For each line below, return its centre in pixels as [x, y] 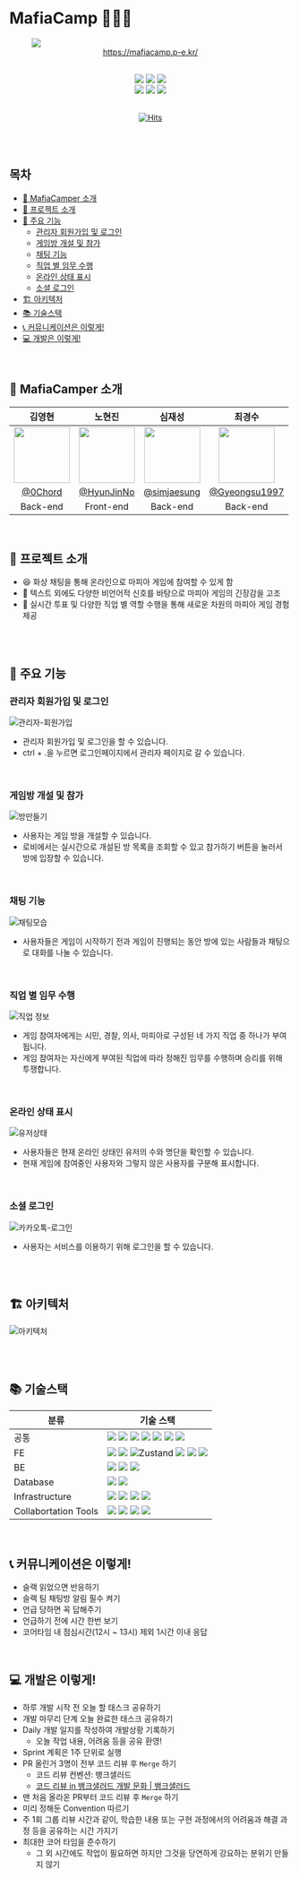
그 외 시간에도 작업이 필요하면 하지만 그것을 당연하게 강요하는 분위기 [154, 1853]
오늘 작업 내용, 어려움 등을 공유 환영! [99, 1741]
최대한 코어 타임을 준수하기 [69, 1841]
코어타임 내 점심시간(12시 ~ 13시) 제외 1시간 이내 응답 [115, 1632]
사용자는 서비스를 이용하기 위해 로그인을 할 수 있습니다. [118, 1246]
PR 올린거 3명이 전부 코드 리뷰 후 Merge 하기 [99, 1763]
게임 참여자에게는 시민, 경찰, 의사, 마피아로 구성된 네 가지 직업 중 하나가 [146, 1035]
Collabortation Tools [56, 1512]
